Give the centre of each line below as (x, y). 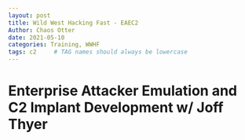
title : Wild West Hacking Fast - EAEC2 (73, 23)
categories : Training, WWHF (54, 45)
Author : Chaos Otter (42, 30)
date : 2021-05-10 (37, 37)
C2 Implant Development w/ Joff (116, 108)
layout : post (29, 15)
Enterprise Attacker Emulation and (123, 91)
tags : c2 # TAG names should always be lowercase (98, 52)
